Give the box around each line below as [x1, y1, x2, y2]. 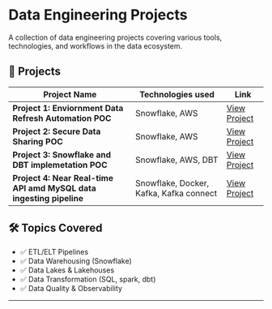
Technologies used [138, 88, 215, 100]
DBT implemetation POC [12, 159, 108, 170]
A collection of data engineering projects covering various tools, [8, 32, 223, 42]
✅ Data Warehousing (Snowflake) [19, 255, 132, 265]
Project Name [43, 88, 97, 100]
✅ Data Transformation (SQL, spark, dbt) [19, 274, 156, 284]
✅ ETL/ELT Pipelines [19, 247, 89, 256]
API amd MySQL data [12, 182, 96, 194]
